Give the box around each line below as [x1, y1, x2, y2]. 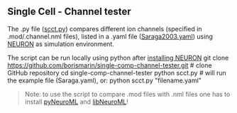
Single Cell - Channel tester [7, 6, 131, 18]
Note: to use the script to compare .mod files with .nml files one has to [24, 90, 231, 98]
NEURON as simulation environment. [7, 39, 115, 48]
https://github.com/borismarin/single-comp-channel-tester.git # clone [7, 60, 212, 70]
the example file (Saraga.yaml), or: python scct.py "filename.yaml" [7, 76, 202, 85]
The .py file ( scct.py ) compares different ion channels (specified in [7, 24, 202, 33]
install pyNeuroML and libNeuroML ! [24, 97, 129, 106]
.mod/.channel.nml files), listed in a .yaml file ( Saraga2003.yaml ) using [7, 32, 213, 41]
